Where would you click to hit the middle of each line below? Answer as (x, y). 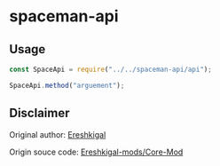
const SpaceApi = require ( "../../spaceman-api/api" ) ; (111, 69)
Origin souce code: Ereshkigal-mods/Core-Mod (96, 152)
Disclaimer (39, 113)
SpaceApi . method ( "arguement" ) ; (67, 85)
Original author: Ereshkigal (58, 134)
